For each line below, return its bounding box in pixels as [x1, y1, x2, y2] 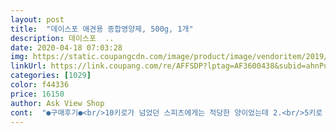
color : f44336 [10, 80, 70, 90]
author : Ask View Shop [10, 98, 105, 108]
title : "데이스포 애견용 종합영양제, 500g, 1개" [10, 24, 194, 34]
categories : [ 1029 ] [10, 71, 92, 81]
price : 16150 [10, 89, 65, 99]
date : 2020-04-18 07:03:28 [10, 42, 123, 53]
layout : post [10, 14, 65, 25]
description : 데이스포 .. [10, 33, 115, 43]
